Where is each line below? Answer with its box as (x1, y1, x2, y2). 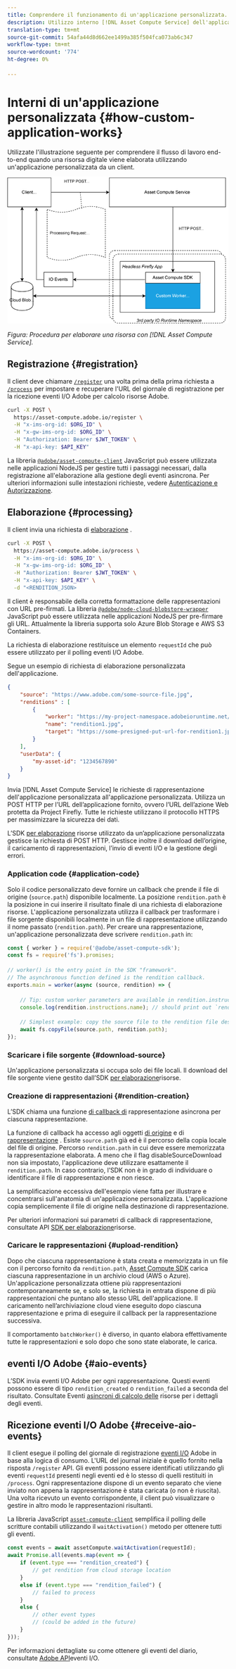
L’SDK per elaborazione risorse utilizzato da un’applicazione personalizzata (7, 829, 225, 838)
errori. (7, 852, 25, 860)
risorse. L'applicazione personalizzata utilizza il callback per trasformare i (7, 907, 220, 916)
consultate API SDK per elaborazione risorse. (7, 1223, 136, 1231)
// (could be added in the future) (32, 1619, 137, 1626)
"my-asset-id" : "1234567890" (32, 757, 118, 765)
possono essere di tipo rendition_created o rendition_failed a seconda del (7, 1384, 228, 1392)
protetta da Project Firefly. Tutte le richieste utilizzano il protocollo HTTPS (7, 808, 220, 817)
